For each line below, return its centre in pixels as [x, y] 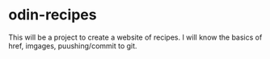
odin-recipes [53, 15]
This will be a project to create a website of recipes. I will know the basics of [135, 37]
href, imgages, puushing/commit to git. [73, 45]
